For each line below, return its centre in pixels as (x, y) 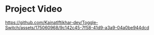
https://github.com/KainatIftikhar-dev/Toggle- (51, 22)
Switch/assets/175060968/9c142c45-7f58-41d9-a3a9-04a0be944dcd (77, 27)
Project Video (34, 9)
